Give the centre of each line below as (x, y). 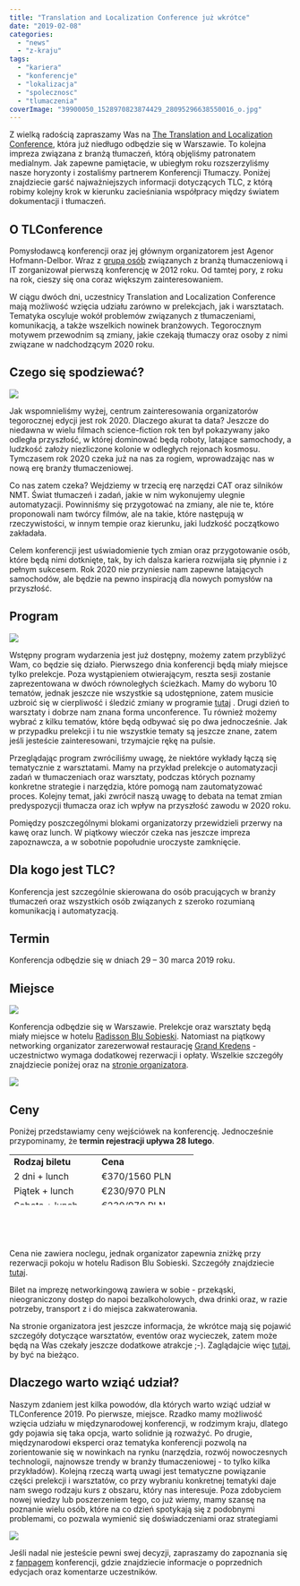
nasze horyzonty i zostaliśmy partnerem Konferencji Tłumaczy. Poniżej (140, 173)
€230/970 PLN (133, 1190)
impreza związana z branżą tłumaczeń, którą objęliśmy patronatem (133, 154)
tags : (19, 59)
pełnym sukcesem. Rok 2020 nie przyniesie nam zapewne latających (137, 569)
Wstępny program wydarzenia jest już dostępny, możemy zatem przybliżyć (148, 655)
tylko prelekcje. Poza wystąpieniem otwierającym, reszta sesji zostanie (140, 673)
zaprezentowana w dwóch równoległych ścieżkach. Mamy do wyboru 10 (143, 683)
